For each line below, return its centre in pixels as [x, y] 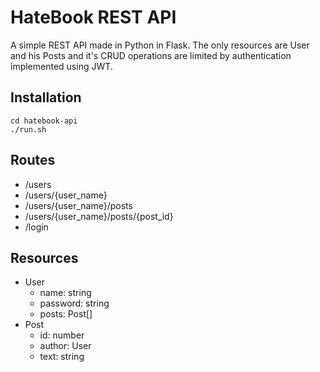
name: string [65, 293]
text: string [62, 357]
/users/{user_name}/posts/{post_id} [99, 216]
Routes [33, 160]
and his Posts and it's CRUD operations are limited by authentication [151, 55]
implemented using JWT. [61, 66]
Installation [46, 97]
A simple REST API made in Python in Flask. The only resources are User [160, 45]
